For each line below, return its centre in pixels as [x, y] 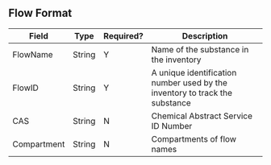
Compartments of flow [194, 138]
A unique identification [194, 72]
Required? [123, 35]
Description [205, 35]
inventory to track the [192, 93]
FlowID [25, 88]
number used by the [190, 82]
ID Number [172, 126]
